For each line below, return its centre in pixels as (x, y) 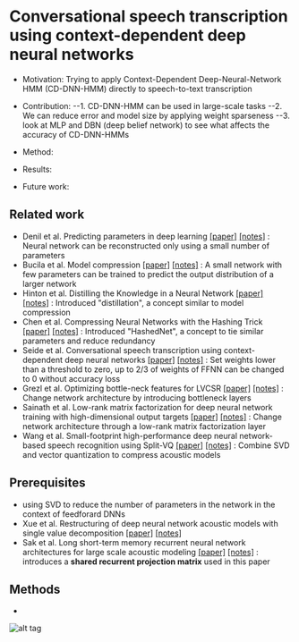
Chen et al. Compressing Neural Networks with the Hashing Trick (142, 321)
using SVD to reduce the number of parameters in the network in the (149, 504)
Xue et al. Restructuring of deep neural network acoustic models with (150, 523)
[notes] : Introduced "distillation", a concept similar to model (133, 302)
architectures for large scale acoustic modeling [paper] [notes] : (140, 552)
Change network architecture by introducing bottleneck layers (137, 397)
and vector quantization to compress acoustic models (121, 454)
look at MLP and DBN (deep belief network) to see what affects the (146, 125)
